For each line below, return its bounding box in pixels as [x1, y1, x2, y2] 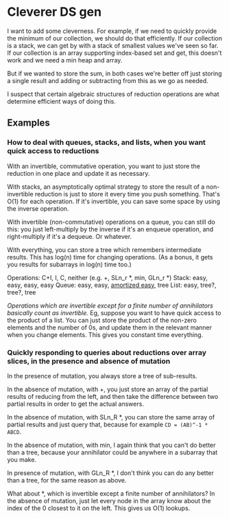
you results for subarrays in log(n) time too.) [7, 260, 132, 268]
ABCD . [7, 427, 22, 436]
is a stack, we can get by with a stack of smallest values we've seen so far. [7, 41, 219, 49]
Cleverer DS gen [7, 4, 101, 20]
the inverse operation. [7, 204, 69, 213]
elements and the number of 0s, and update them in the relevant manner [7, 323, 213, 332]
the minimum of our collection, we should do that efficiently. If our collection [7, 34, 223, 42]
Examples [7, 117, 50, 129]
